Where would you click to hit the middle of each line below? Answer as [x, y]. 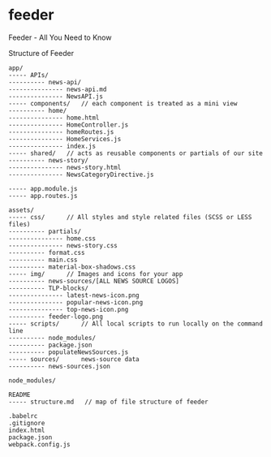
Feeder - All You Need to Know [60, 37]
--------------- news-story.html [65, 167]
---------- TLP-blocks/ [49, 288]
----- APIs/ [28, 75]
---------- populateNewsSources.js [69, 352]
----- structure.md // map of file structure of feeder [108, 402]
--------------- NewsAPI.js [56, 96]
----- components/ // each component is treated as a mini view [123, 103]
